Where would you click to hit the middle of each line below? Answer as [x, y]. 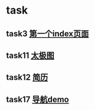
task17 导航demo [37, 99]
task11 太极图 [30, 55]
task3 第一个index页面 [47, 33]
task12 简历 [27, 77]
